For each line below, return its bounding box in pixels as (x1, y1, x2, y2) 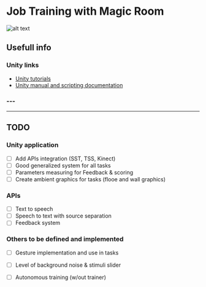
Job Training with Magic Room (6, 4, 164, 18)
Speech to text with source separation (15, 212, 112, 219)
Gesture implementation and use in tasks (15, 249, 119, 256)
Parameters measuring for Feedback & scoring (15, 168, 134, 176)
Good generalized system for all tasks (15, 162, 112, 169)
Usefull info (6, 42, 51, 53)
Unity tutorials (15, 75, 51, 82)
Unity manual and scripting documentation (15, 81, 123, 88)
